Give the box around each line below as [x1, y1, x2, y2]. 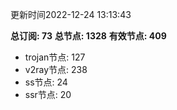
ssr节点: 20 [24, 89, 72, 100]
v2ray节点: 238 [24, 64, 88, 75]
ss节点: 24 [24, 76, 68, 88]
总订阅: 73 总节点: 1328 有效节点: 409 [10, 30, 167, 42]
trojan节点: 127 [24, 51, 86, 63]
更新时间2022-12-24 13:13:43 [10, 9, 132, 20]
